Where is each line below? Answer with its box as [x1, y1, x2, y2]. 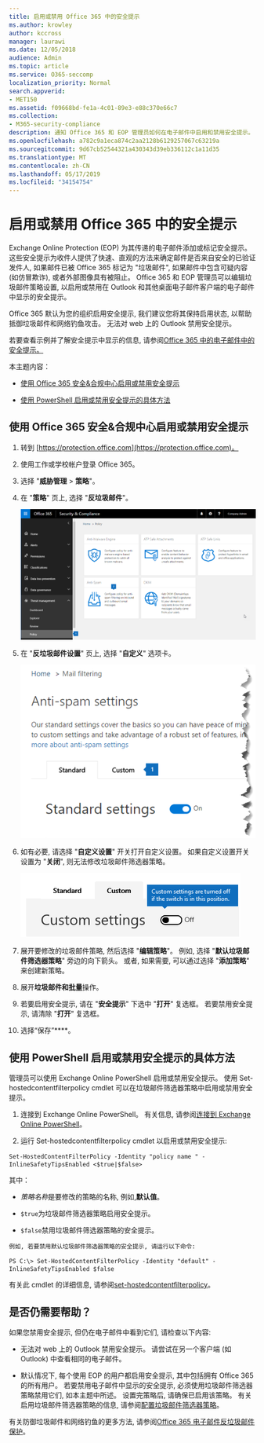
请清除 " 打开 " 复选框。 [31, 1009, 104, 1019]
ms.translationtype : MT [9, 153, 87, 161]
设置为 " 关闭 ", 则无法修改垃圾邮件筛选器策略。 [20, 857, 170, 866]
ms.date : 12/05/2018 [9, 46, 77, 54]
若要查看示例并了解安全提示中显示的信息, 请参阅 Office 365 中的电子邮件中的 [9, 335, 255, 345]
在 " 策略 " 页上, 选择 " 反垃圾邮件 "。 [20, 493, 132, 502]
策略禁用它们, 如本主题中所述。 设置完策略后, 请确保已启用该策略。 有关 [20, 1390, 252, 1400]
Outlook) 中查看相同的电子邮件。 [20, 1354, 126, 1363]
